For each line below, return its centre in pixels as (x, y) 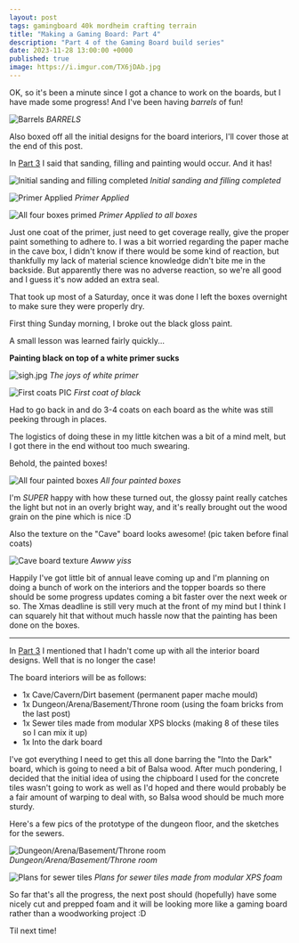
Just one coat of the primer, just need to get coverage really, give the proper (149, 232)
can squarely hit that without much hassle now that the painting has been (143, 615)
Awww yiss (111, 560)
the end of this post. (46, 146)
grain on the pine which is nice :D (70, 516)
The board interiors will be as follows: (78, 677)
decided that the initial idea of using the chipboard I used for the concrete (144, 778)
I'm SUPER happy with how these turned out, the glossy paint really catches (148, 497)
